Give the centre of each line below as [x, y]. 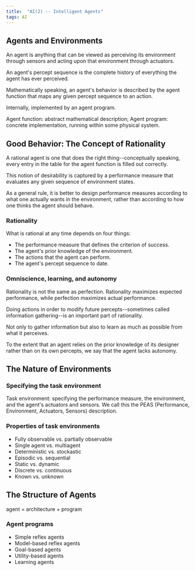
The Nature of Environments [59, 369]
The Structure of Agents [51, 495]
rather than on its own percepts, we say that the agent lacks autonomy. [92, 350]
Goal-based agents [38, 549]
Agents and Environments [54, 41]
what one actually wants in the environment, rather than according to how [95, 200]
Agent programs [30, 524]
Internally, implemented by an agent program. [61, 108]
